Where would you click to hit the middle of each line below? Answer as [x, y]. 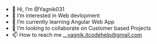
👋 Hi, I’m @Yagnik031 [38, 9]
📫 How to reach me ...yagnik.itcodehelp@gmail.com [77, 35]
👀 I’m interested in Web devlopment [56, 15]
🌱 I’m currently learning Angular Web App [63, 22]
